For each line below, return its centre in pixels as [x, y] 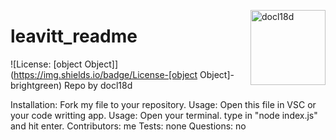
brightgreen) [36, 85]
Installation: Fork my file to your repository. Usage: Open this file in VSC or [163, 104]
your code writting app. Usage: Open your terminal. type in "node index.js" [164, 115]
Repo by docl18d [98, 85]
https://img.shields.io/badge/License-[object [105, 74]
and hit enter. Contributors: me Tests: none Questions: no [128, 126]
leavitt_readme [74, 36]
